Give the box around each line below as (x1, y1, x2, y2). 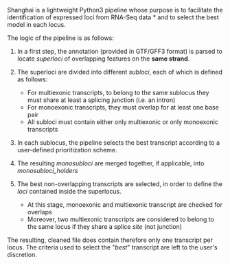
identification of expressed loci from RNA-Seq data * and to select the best (7, 13, 220, 21)
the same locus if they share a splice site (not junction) (27, 223, 183, 230)
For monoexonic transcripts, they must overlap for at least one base (27, 103, 220, 111)
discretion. (7, 251, 38, 258)
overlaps (27, 208, 53, 216)
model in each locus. (7, 21, 67, 28)
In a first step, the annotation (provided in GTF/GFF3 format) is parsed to (16, 48, 223, 55)
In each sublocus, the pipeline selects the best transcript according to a (16, 139, 220, 147)
